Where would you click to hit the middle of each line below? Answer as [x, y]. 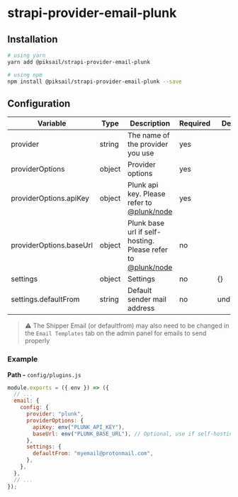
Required [195, 123]
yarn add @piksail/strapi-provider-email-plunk [79, 62]
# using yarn [27, 55]
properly [37, 341]
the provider [148, 145]
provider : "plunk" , [55, 414]
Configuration [39, 103]
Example [23, 359]
